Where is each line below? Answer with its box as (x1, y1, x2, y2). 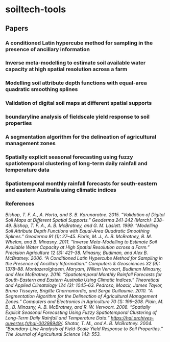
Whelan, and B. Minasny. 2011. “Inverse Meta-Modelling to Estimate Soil (5, 239, 157, 245)
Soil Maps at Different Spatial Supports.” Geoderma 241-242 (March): (5, 217, 153, 223)
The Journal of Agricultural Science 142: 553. (5, 331, 101, 337)
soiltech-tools (5, 4, 66, 15)
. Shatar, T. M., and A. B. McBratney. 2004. (62, 321, 153, 327)
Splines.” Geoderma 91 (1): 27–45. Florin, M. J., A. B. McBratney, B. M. (5, 234, 152, 240)
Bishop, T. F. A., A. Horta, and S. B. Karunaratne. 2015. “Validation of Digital (5, 212, 165, 218)
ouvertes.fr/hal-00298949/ (5, 321, 62, 327)
